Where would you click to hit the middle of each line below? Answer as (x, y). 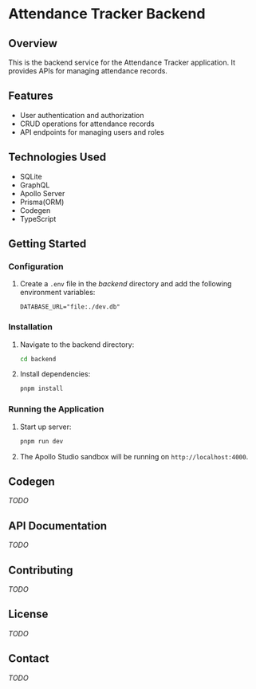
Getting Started (47, 244)
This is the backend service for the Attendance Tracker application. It (122, 62)
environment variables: (57, 293)
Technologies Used (57, 157)
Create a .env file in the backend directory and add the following (126, 284)
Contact (29, 659)
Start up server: (45, 427)
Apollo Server (42, 193)
